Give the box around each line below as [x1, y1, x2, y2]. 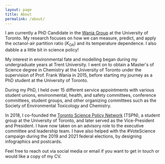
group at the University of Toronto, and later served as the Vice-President [5, 118, 155, 123]
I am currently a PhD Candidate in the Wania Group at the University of [5, 30, 149, 36]
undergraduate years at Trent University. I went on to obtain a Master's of [5, 62, 154, 68]
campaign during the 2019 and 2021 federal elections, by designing [5, 133, 142, 139]
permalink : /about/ [5, 16, 45, 21]
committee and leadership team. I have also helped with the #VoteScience [5, 128, 156, 134]
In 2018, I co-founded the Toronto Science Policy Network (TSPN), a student [5, 112, 160, 119]
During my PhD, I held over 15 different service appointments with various [5, 87, 154, 93]
